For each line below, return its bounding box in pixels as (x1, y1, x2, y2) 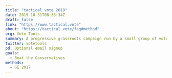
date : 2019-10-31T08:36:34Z (5, 12, 66, 17)
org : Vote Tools (5, 31, 40, 36)
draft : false (5, 17, 33, 22)
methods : (5, 60, 24, 65)
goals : (5, 50, 19, 55)
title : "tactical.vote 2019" (5, 7, 68, 13)
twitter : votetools (5, 41, 47, 46)
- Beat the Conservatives (10, 55, 66, 61)
